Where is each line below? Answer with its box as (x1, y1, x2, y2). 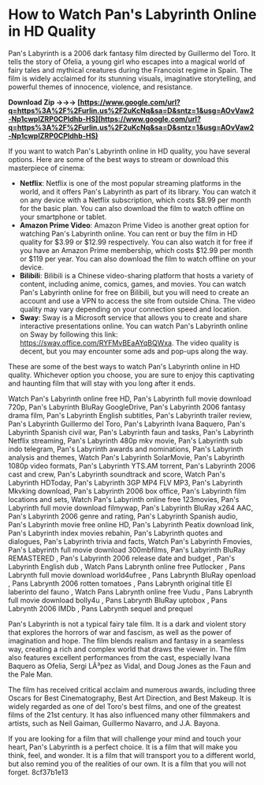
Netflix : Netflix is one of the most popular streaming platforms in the (19, 178, 242, 187)
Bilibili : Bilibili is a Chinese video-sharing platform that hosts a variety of (19, 270, 254, 280)
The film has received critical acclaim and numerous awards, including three (8, 685, 256, 694)
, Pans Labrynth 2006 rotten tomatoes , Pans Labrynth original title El (8, 579, 232, 588)
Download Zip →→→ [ (8, 97, 81, 107)
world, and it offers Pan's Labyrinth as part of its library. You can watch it (19, 187, 257, 196)
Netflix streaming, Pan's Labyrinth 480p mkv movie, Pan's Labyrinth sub (8, 436, 243, 445)
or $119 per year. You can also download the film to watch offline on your (19, 254, 256, 263)
